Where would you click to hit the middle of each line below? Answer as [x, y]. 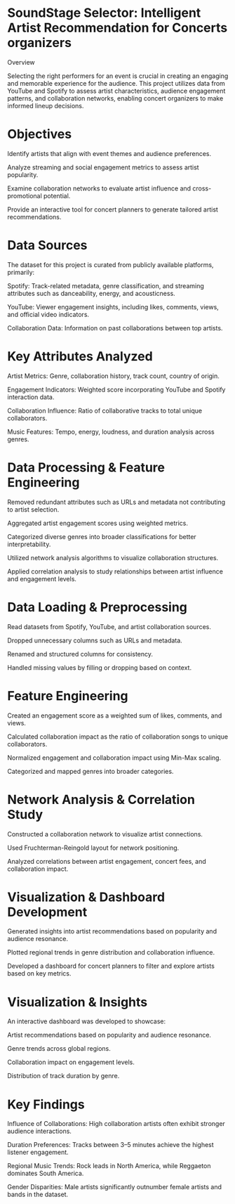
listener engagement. [38, 1152]
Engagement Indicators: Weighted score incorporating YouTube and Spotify [116, 389]
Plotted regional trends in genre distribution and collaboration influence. [111, 952]
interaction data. [31, 397]
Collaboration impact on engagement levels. [71, 1062]
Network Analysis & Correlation [101, 800]
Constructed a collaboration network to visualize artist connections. [105, 834]
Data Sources [47, 246]
